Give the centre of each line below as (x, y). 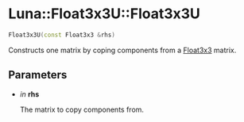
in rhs (29, 94)
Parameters (38, 75)
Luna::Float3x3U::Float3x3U (105, 14)
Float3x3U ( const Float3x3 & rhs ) (62, 35)
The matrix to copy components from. (82, 109)
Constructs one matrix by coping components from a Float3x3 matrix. (122, 50)
